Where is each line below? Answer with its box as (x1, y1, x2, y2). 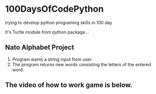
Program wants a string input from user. (12, 56, 93, 62)
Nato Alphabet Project (5, 43, 75, 52)
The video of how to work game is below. (5, 81, 132, 89)
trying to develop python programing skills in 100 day (5, 20, 112, 25)
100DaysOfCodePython (5, 3, 104, 15)
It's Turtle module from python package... (5, 29, 89, 35)
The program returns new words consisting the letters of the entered (12, 61, 151, 67)
